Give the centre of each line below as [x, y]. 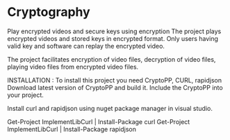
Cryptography [49, 12]
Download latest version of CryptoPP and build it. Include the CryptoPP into [115, 87]
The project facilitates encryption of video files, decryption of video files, [112, 59]
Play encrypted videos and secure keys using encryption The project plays [114, 31]
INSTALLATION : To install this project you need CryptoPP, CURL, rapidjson [115, 80]
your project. [25, 95]
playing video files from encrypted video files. [73, 67]
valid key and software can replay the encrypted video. [86, 46]
